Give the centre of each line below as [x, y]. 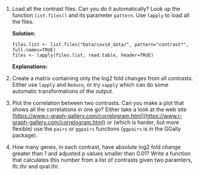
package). [25, 135]
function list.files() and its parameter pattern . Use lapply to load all [101, 15]
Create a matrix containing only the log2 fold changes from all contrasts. [102, 78]
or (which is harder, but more [143, 122]
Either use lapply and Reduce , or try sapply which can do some [90, 85]
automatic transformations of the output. [63, 91]
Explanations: [30, 67]
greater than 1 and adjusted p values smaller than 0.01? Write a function [101, 153]
